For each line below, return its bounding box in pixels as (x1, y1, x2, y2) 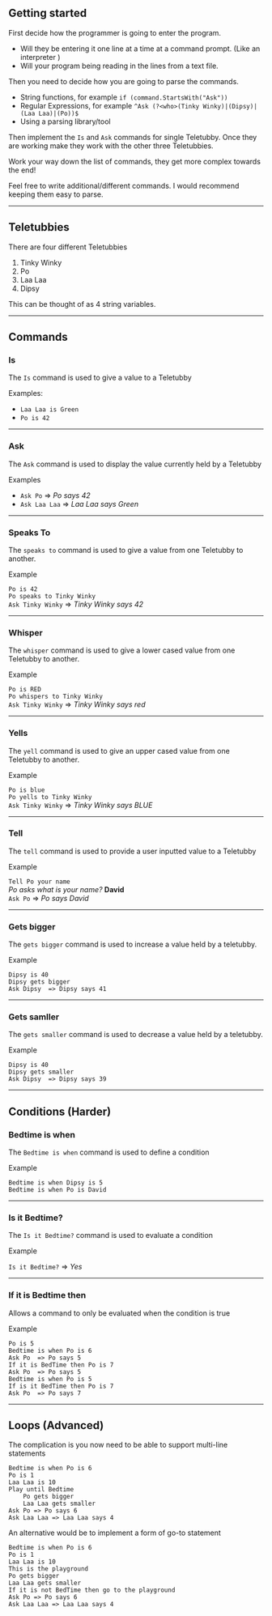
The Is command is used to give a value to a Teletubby (8, 372, 192, 383)
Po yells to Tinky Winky (8, 793, 92, 801)
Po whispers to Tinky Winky (8, 692, 104, 701)
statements (8, 1448, 46, 1458)
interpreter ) (19, 52, 61, 62)
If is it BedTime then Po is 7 (8, 1382, 114, 1390)
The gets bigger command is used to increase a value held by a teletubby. (8, 939, 257, 950)
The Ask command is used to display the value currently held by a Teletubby (8, 459, 261, 469)
